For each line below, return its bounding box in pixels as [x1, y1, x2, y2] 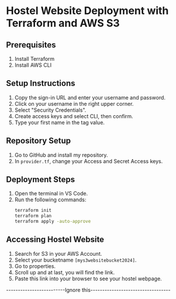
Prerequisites [6, 40, 56, 50]
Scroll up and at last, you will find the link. [14, 269, 115, 276]
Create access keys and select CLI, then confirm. [14, 112, 133, 119]
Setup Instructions [6, 78, 75, 88]
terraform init [14, 208, 52, 214]
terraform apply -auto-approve [14, 218, 91, 225]
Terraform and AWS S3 [6, 16, 120, 30]
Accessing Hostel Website [6, 235, 104, 245]
